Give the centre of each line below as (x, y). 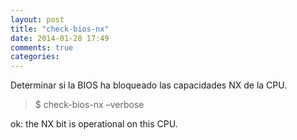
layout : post (37, 19)
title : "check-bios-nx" (60, 29)
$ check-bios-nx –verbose (89, 105)
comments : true (42, 47)
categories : (35, 57)
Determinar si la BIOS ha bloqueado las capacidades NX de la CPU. (149, 85)
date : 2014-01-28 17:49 (60, 38)
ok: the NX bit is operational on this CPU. (94, 124)
